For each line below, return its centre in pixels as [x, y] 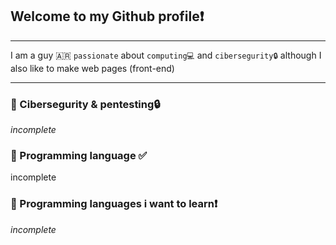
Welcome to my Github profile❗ [107, 16]
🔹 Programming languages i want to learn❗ [114, 204]
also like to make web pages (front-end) [92, 68]
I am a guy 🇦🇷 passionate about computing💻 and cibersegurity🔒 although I [166, 55]
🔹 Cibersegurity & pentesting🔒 [85, 104]
